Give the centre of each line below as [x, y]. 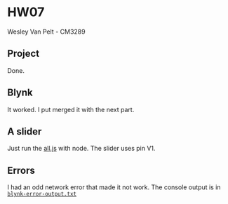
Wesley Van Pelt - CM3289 [46, 32]
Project [24, 54]
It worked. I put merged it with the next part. [71, 109]
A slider [25, 131]
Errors [21, 170]
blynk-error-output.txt [42, 194]
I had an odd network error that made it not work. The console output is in [114, 187]
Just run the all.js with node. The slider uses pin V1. [81, 149]
